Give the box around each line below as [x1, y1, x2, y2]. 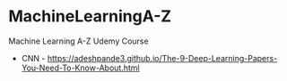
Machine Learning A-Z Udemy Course [8, 36, 149, 46]
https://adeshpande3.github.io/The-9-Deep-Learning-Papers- [47, 53, 278, 63]
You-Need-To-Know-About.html [21, 62, 140, 73]
